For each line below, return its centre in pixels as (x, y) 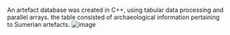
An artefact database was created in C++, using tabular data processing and (115, 10)
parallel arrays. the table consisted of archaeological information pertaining (113, 17)
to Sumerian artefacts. (38, 24)
